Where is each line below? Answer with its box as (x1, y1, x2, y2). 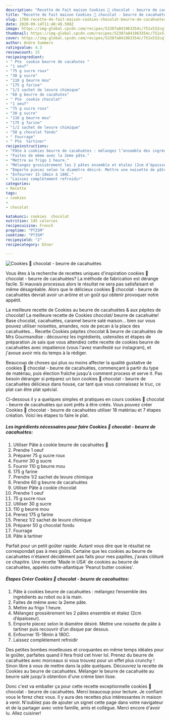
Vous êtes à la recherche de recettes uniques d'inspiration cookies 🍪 (6, 270, 148, 276)
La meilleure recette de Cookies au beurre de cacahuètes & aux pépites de (6, 307, 161, 313)
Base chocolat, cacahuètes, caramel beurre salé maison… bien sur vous (6, 317, 155, 323)
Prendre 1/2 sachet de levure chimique (13, 474, 93, 480)
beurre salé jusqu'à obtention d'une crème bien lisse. (6, 674, 117, 680)
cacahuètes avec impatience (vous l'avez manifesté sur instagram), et (6, 344, 151, 350)
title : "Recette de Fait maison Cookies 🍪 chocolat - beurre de (6, 12, 144, 17)
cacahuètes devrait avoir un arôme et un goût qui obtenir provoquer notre (6, 292, 159, 298)
